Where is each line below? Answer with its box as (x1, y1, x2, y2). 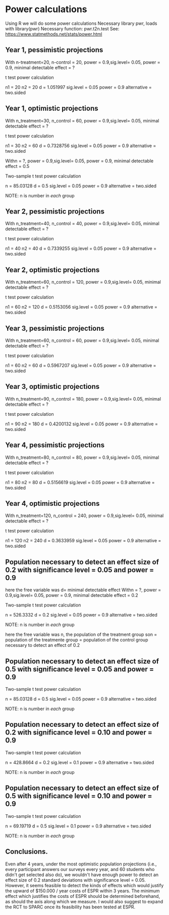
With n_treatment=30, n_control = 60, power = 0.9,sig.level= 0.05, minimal (5, 117, 159, 123)
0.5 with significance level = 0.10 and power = (5, 792, 152, 800)
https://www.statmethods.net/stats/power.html (5, 31, 102, 37)
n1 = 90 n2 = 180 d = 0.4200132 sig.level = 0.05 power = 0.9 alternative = (5, 421, 158, 427)
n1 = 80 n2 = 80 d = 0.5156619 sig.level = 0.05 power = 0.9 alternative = (5, 479, 155, 485)
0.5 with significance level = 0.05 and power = (5, 665, 154, 673)
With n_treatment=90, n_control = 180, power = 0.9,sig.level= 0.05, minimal (5, 396, 161, 402)
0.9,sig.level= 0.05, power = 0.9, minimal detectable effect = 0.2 (5, 592, 139, 598)
